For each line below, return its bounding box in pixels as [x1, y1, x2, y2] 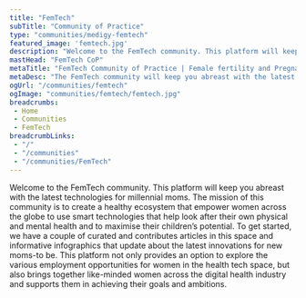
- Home [13, 106, 39, 115]
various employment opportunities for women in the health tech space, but [9, 259, 290, 270]
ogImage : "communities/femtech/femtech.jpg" [9, 89, 181, 98]
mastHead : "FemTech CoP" [9, 55, 104, 65]
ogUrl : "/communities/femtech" [9, 81, 128, 90]
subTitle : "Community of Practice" [9, 22, 145, 31]
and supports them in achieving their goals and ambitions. [9, 278, 228, 289]
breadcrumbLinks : [9, 132, 76, 141]
